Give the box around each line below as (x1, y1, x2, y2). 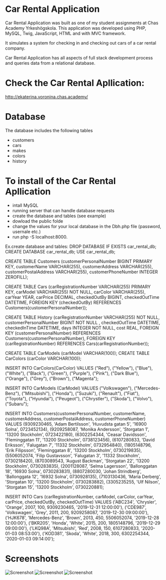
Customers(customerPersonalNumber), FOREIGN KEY (5, 335, 115, 341)
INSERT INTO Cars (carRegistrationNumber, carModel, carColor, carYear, (5, 493, 155, 499)
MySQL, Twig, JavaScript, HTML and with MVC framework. (5, 30, 126, 36)
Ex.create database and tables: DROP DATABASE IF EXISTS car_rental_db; (5, 243, 157, 249)
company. (5, 45, 26, 51)
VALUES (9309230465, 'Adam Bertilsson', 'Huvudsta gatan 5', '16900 (5, 421, 147, 427)
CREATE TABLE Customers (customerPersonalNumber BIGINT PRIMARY (5, 258, 153, 264)
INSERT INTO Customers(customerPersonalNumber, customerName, (5, 410, 146, 416)
